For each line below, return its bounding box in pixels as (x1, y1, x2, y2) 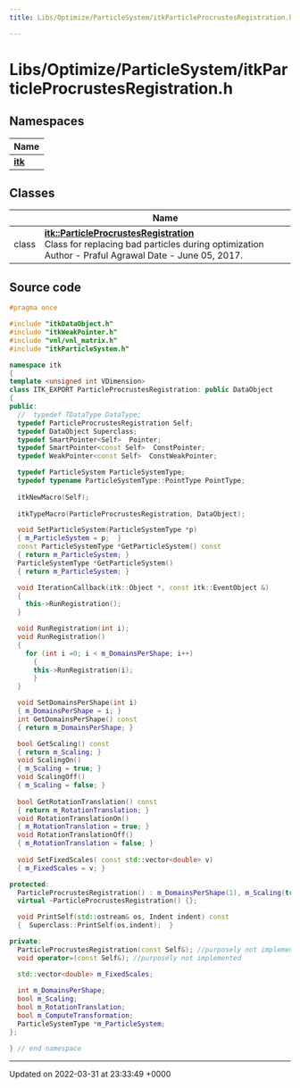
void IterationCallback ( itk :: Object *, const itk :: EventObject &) (17, 583, 270, 592)
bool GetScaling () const (17, 739, 110, 748)
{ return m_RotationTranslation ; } (17, 805, 150, 815)
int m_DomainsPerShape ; (17, 986, 105, 995)
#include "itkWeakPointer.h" (9, 328, 118, 336)
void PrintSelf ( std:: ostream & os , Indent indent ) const (17, 912, 229, 922)
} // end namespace (9, 1043, 82, 1053)
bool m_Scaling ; (17, 994, 78, 1004)
